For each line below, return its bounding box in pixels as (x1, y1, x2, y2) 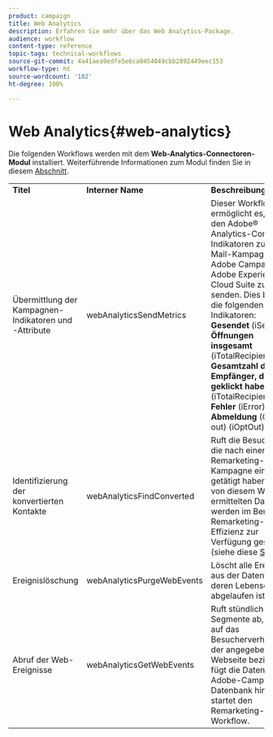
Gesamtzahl (210, 360, 258, 372)
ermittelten (210, 495, 253, 507)
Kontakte (12, 506, 47, 517)
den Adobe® (210, 218, 258, 229)
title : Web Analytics (8, 20, 82, 28)
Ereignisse (12, 665, 53, 676)
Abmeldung (210, 412, 258, 423)
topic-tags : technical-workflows (8, 50, 122, 58)
